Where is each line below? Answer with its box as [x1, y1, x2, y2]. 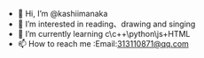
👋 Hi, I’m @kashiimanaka [17, 9, 108, 18]
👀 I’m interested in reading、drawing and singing [17, 18, 196, 29]
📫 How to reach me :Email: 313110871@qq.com [17, 39, 189, 48]
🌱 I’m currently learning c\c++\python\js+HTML [17, 29, 191, 39]
